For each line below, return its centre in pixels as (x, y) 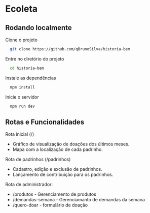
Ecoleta (22, 9)
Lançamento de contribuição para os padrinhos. (63, 175)
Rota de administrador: (29, 185)
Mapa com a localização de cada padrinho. (58, 149)
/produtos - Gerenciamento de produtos (54, 194)
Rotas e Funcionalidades (45, 122)
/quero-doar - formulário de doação (50, 205)
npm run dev (23, 106)
